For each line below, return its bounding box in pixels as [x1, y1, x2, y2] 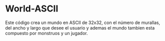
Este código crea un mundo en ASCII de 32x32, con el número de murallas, [5, 19, 160, 25]
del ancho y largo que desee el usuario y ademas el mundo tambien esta [5, 24, 155, 30]
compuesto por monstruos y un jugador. [5, 30, 88, 36]
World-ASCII [5, 3, 58, 14]
